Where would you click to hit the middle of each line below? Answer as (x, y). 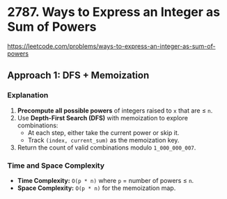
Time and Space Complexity (56, 166)
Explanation (28, 95)
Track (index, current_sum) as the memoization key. (103, 140)
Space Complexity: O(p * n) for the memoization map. (96, 188)
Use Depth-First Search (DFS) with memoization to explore (102, 118)
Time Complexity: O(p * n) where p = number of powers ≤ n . (105, 180)
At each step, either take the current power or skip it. (103, 132)
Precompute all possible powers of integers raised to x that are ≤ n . (115, 110)
